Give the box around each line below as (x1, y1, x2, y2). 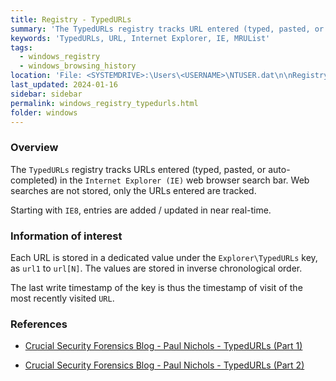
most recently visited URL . (10, 292, 115, 304)
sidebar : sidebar (10, 89, 83, 99)
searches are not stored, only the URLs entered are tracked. (10, 184, 257, 196)
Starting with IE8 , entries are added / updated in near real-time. (10, 204, 272, 216)
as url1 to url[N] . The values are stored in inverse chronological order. (10, 262, 303, 274)
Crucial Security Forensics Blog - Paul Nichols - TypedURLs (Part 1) (24, 340, 303, 352)
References (10, 317, 68, 331)
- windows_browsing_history (19, 61, 137, 71)
